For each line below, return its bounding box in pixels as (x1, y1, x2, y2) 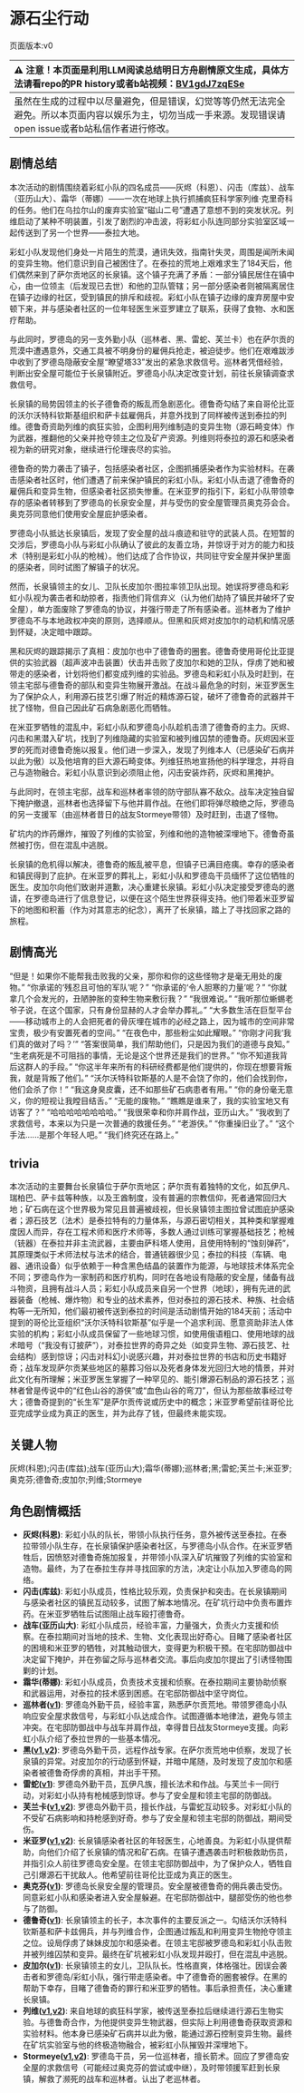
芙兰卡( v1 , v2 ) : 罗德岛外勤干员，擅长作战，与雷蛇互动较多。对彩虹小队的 (22, 1802, 292, 1812)
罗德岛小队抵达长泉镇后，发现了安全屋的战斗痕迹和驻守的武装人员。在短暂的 (9, 527, 295, 538)
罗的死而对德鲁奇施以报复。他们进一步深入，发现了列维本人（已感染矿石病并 (9, 744, 295, 755)
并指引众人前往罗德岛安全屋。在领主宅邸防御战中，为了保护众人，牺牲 (22, 1858, 285, 1869)
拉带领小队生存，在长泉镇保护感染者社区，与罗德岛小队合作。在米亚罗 (22, 1540, 285, 1551)
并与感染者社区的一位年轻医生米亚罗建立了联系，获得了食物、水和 (40, 303, 287, 314)
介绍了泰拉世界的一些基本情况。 (46, 1734, 166, 1744)
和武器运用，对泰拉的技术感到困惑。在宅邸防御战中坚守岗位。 (22, 1688, 253, 1698)
